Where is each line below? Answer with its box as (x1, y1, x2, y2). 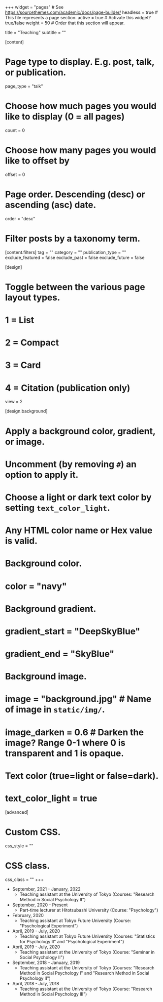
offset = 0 (5, 171, 25, 177)
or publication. (5, 67, 66, 78)
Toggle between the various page (5, 281, 145, 292)
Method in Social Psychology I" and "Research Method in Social (19, 970, 149, 976)
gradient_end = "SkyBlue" (5, 648, 115, 660)
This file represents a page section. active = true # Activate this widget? (5, 15, 151, 20)
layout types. (5, 292, 61, 303)
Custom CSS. (5, 826, 61, 837)
